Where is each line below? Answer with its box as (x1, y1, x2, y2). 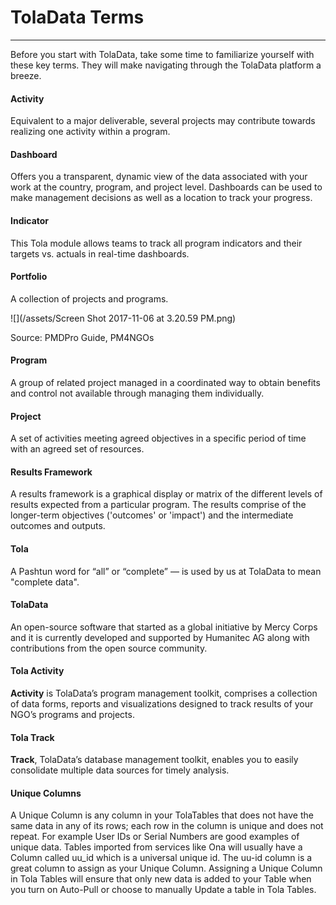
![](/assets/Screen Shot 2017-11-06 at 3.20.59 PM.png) (10, 312, 237, 324)
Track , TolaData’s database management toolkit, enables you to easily (10, 754, 299, 766)
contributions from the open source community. (10, 642, 208, 654)
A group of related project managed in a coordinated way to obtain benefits (10, 376, 321, 388)
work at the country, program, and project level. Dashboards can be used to (10, 181, 323, 193)
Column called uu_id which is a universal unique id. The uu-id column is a (10, 852, 313, 864)
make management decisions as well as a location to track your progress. (10, 192, 313, 204)
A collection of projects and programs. (10, 292, 169, 305)
